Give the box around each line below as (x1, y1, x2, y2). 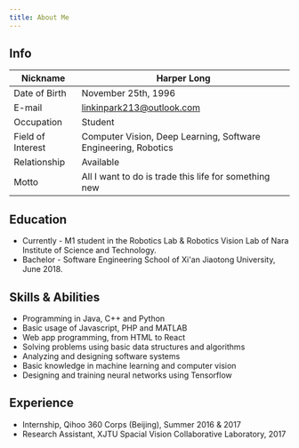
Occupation (13, 116, 63, 129)
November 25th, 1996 (81, 87, 176, 100)
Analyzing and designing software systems (21, 351, 181, 362)
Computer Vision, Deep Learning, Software (81, 131, 261, 143)
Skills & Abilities (9, 290, 101, 305)
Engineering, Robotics (81, 141, 174, 154)
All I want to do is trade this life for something (81, 171, 271, 183)
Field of (13, 131, 46, 143)
